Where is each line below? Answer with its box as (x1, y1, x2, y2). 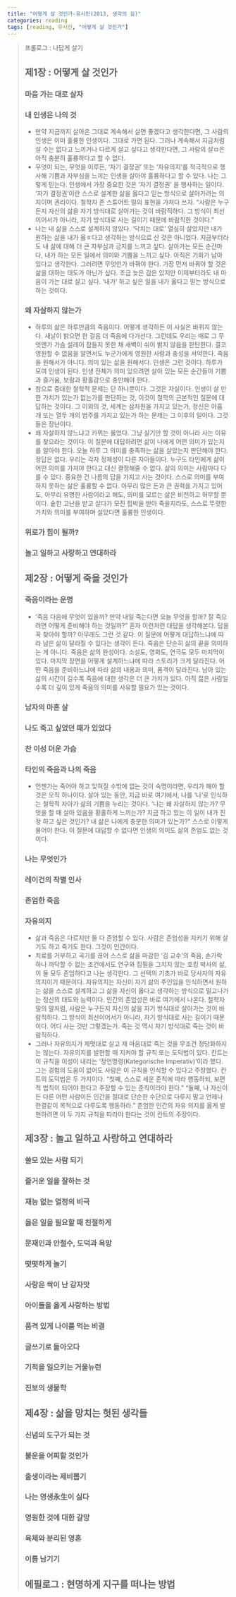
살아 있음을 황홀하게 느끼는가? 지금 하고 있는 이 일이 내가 (63, 808, 218, 816)
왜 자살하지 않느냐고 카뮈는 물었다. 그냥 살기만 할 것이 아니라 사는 (35, 428, 213, 438)
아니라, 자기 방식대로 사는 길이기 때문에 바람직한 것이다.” (59, 215, 215, 224)
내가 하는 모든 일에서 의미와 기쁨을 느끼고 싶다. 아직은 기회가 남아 (44, 251, 223, 259)
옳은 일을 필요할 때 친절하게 (24, 1218, 111, 1228)
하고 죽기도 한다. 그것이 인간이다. (48, 942, 139, 951)
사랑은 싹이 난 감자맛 (24, 1279, 90, 1289)
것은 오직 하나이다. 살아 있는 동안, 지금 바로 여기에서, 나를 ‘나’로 (35, 790, 209, 799)
